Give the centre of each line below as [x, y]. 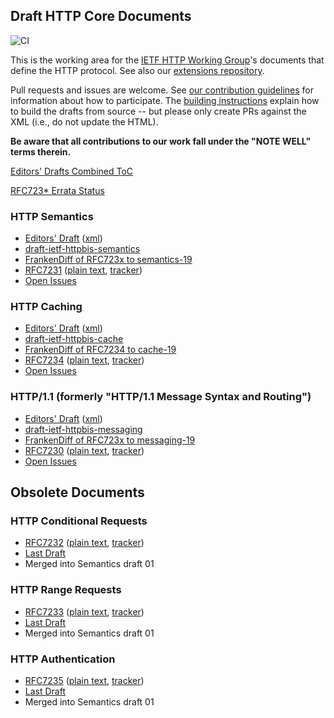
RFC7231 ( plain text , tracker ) [83, 270]
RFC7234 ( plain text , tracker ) [84, 360]
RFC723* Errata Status [57, 190]
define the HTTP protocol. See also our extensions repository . [137, 70]
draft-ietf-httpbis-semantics [82, 249]
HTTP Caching [46, 307]
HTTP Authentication [63, 659]
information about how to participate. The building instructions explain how [165, 100]
